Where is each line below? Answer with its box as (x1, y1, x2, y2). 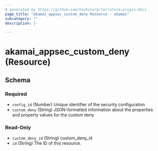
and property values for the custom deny (12, 112, 94, 117)
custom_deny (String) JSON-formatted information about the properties (12, 107, 153, 113)
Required (5, 91, 27, 97)
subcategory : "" (5, 16, 38, 21)
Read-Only (5, 124, 32, 131)
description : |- (5, 20, 38, 26)
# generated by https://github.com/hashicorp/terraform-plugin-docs (5, 7, 147, 12)
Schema (5, 76, 31, 84)
